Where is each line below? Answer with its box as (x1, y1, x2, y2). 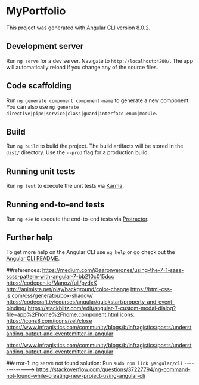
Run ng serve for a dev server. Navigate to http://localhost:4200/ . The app (6, 57, 194, 64)
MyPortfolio (6, 4, 66, 18)
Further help (6, 233, 54, 243)
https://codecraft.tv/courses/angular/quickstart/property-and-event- (6, 298, 175, 305)
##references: (6, 266, 41, 273)
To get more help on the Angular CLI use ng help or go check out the (6, 248, 175, 255)
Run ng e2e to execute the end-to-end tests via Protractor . (6, 215, 149, 222)
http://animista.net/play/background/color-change (6, 285, 129, 292)
